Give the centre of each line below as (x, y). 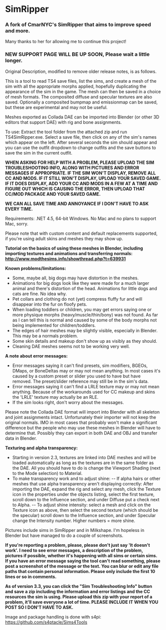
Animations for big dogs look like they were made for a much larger (81, 283)
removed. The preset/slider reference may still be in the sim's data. (81, 381)
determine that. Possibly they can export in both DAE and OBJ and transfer (81, 433)
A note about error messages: (37, 356)
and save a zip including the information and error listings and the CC (78, 591)
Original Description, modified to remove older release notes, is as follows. (81, 71)
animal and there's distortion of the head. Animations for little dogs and (84, 288)
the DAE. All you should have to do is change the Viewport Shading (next (86, 468)
